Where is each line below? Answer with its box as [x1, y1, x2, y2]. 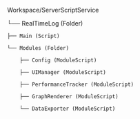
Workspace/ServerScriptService [7, 6, 99, 14]
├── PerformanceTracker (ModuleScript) [19, 81, 134, 88]
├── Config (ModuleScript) [19, 57, 97, 64]
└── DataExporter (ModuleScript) [19, 105, 116, 112]
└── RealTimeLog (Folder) [7, 19, 83, 27]
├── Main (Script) [7, 33, 60, 39]
